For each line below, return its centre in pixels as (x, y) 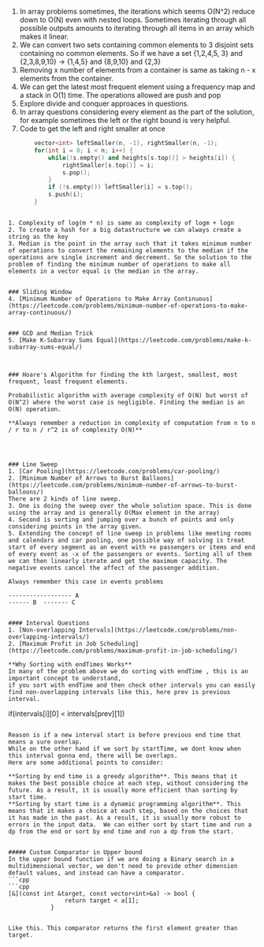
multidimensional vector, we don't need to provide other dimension (123, 866)
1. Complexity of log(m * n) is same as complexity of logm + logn (121, 223)
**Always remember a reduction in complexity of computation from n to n (132, 423)
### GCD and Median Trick (50, 333)
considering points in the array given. (76, 526)
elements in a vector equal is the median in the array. (104, 271)
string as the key (38, 237)
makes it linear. (44, 36)
